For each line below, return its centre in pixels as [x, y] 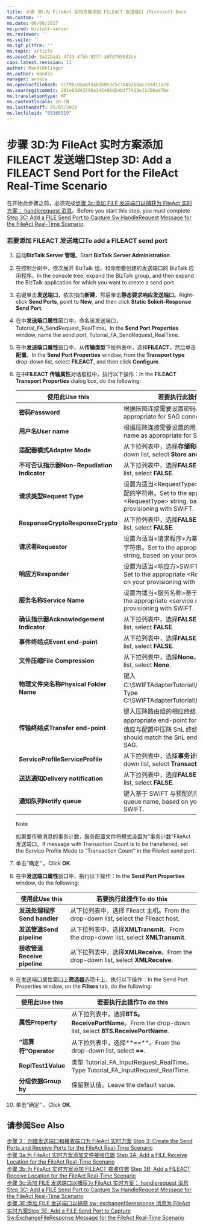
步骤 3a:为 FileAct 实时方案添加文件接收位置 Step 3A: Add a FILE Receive [97, 1155]
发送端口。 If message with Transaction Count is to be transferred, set [102, 844]
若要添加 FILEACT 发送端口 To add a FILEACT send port [87, 241]
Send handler [38, 918]
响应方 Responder [44, 574]
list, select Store [164, 454]
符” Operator [36, 1051]
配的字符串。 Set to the [155, 493]
